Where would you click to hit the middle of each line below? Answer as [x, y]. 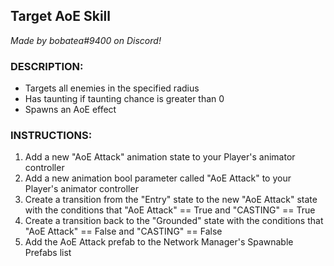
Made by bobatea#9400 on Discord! [86, 40]
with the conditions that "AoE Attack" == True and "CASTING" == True [170, 210]
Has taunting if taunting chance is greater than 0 [124, 99]
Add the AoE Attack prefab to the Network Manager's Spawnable [159, 242]
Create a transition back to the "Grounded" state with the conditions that [174, 221]
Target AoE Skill [60, 16]
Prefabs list [48, 253]
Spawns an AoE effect [70, 110]
